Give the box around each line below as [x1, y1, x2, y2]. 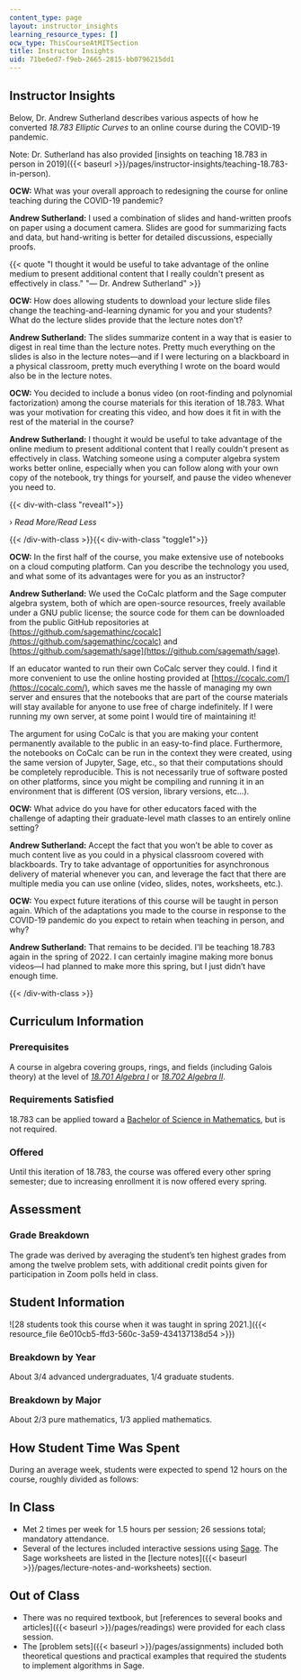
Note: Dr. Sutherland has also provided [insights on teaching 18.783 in [9, 149, 268, 159]
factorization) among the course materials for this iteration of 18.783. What [9, 397, 285, 408]
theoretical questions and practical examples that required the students [22, 1650, 288, 1661]
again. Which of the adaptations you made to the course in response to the [9, 904, 287, 915]
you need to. [9, 481, 57, 492]
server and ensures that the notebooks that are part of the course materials [9, 691, 289, 703]
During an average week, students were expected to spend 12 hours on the [9, 1465, 288, 1475]
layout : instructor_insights [9, 22, 119, 31]
